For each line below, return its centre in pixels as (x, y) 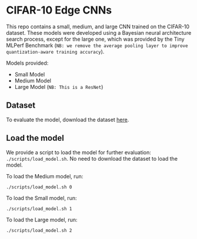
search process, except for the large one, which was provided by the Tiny (95, 39)
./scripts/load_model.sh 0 (39, 187)
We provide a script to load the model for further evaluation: (79, 152)
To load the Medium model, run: (45, 176)
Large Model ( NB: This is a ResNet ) (59, 87)
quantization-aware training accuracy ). (55, 51)
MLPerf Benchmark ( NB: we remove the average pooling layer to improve (97, 45)
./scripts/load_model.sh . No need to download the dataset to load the (92, 158)
